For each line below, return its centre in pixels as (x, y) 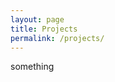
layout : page (37, 19)
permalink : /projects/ (57, 38)
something (32, 67)
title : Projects (44, 29)
